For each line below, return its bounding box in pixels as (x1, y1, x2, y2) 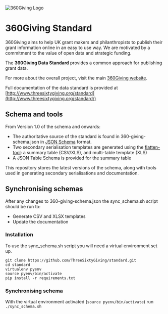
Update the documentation (12, 218, 69, 225)
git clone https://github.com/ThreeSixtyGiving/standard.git (5, 258, 137, 263)
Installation (5, 231, 34, 238)
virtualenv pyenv (5, 266, 42, 272)
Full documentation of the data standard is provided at (5, 84, 118, 91)
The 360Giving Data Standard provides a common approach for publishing (5, 60, 162, 66)
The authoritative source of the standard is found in (12, 133, 120, 139)
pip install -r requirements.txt (5, 276, 76, 281)
